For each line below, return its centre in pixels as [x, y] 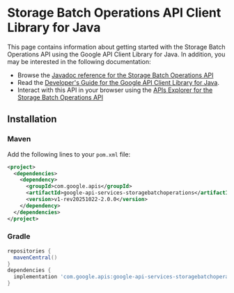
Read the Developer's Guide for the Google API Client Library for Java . [118, 82]
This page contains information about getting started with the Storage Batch [116, 47]
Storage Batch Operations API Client [114, 13]
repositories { [29, 251]
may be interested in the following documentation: [79, 61]
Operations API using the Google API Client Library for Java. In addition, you [116, 54]
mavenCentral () [36, 258]
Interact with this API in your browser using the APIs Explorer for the [115, 90]
